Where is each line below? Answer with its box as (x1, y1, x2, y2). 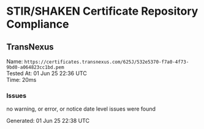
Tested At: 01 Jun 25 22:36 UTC (6, 70, 87, 77)
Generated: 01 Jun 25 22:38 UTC (6, 117, 90, 125)
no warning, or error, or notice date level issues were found (6, 105, 156, 112)
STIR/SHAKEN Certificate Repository (6, 4, 198, 18)
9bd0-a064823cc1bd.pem (6, 64, 64, 70)
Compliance (6, 17, 69, 31)
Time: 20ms (6, 76, 37, 83)
